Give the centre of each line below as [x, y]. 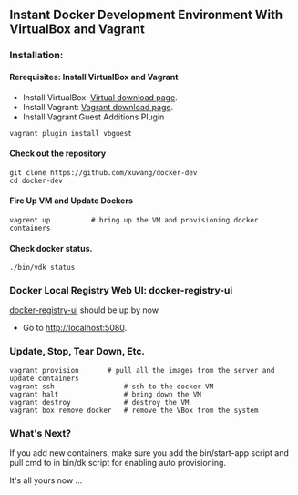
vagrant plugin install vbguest [71, 133]
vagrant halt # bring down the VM [106, 394]
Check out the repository [58, 153]
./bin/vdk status [42, 268]
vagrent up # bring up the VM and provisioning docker [134, 220]
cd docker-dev [36, 180]
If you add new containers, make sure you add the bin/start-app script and [149, 453]
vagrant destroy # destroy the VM [99, 402]
